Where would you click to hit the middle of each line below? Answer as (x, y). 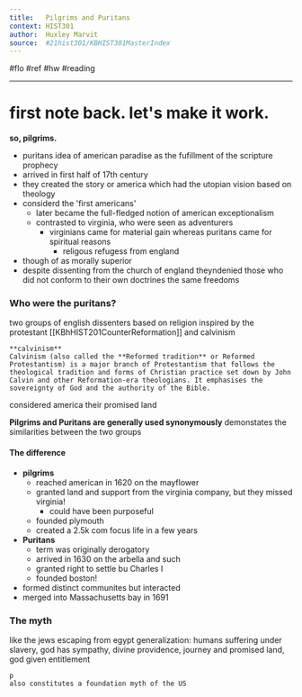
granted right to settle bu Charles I (99, 568)
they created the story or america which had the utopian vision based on (157, 185)
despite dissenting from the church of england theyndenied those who (153, 270)
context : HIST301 (42, 26)
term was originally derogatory (93, 549)
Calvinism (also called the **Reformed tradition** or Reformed (132, 357)
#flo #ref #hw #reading (53, 68)
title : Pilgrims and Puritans (70, 18)
